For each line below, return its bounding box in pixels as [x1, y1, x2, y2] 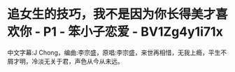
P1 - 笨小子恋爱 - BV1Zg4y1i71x [43, 24, 224, 40]
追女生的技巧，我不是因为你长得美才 [7, 6, 216, 22]
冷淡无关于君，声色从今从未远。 [31, 57, 124, 65]
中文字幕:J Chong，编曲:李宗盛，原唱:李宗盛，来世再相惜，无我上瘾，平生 [7, 48, 221, 57]
